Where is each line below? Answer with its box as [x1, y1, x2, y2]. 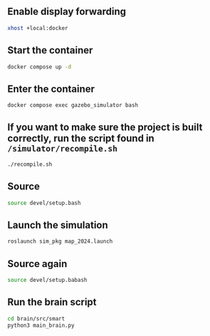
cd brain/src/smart [7, 315, 65, 322]
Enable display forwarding [7, 6, 127, 18]
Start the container [7, 44, 93, 56]
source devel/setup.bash [7, 199, 81, 206]
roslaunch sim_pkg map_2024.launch [7, 238, 113, 245]
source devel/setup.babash [7, 276, 88, 283]
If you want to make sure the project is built [7, 121, 203, 134]
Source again [7, 258, 68, 270]
